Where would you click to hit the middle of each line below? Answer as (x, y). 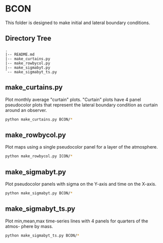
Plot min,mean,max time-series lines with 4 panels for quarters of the (77, 221)
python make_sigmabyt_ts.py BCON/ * (42, 235)
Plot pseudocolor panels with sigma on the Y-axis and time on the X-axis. (81, 184)
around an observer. (26, 110)
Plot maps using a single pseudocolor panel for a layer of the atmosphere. (81, 147)
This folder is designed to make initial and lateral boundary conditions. (78, 23)
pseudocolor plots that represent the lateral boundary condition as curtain (81, 105)
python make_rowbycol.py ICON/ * (39, 156)
